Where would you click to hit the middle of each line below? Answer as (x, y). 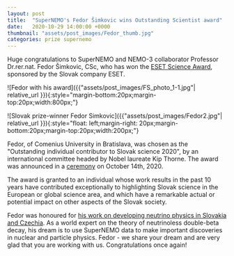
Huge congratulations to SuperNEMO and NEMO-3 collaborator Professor (113, 59)
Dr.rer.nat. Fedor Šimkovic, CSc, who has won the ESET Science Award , (110, 67)
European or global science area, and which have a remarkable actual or (111, 195)
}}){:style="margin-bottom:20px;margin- (98, 95)
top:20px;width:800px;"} (43, 102)
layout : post (26, 14)
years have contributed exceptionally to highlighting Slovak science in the (113, 187)
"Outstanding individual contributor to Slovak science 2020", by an (103, 152)
